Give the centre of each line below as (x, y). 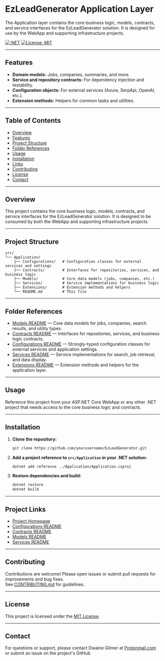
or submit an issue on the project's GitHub (48, 653)
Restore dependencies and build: (47, 476)
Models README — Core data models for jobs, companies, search (79, 323)
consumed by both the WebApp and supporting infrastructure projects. (77, 221)
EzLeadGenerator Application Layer (79, 9)
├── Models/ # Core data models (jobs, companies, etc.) (84, 279)
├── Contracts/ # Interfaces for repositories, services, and (87, 270)
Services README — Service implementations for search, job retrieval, (84, 354)
